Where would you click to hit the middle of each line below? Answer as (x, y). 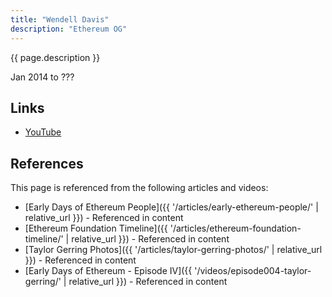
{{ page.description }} (55, 57)
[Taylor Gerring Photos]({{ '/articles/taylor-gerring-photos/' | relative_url (173, 250)
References (47, 163)
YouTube (43, 132)
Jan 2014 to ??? (42, 77)
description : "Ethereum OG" (69, 29)
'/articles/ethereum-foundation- (235, 228)
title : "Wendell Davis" (60, 19)
